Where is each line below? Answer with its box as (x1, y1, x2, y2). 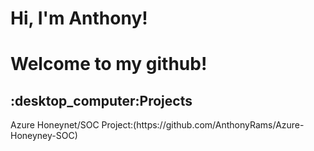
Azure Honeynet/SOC (10, 119, 100, 131)
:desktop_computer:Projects (10, 92, 193, 109)
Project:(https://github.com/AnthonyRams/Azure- (101, 119, 305, 131)
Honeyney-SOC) (10, 130, 78, 142)
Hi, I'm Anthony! (10, 7, 148, 30)
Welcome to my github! (10, 53, 208, 76)
